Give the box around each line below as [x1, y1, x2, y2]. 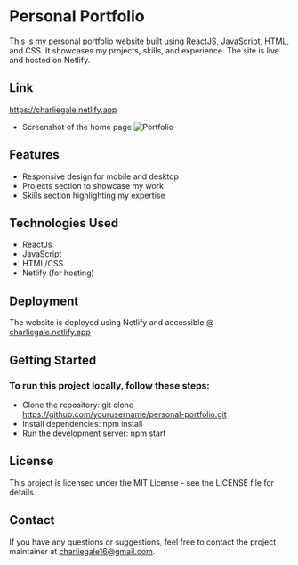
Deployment [9, 293, 79, 308]
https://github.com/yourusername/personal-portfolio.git [21, 408, 227, 420]
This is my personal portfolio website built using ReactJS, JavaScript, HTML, [9, 36, 290, 46]
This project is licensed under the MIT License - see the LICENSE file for [9, 477, 274, 487]
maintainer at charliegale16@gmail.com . [9, 545, 156, 556]
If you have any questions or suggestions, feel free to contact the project [9, 536, 277, 547]
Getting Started [9, 352, 97, 367]
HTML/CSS [21, 258, 64, 269]
